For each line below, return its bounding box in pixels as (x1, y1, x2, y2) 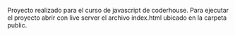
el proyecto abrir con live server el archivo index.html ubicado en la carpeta (7, 13, 227, 22)
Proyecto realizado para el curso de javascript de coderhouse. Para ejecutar (7, 6, 229, 14)
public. (7, 21, 28, 29)
